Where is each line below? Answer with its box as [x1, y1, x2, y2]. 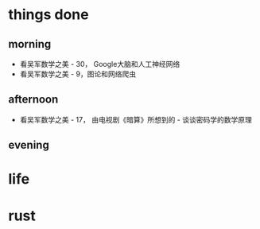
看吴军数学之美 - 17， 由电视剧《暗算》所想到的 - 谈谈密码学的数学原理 [19, 114, 252, 124]
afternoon [8, 93, 59, 107]
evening [8, 138, 49, 152]
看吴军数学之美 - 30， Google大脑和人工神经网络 [19, 60, 180, 68]
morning [8, 37, 52, 51]
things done [8, 6, 89, 24]
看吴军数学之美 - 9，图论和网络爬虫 [19, 69, 137, 79]
